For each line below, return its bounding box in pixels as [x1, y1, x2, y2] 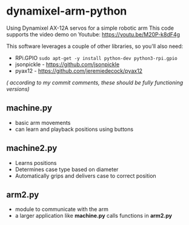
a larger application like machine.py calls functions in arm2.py [15, 212, 173, 220]
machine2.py [6, 143, 58, 153]
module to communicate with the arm [15, 206, 109, 213]
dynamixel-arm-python [6, 4, 127, 18]
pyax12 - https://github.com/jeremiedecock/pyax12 [15, 67, 143, 74]
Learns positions [15, 159, 57, 166]
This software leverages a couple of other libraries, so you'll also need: [6, 42, 184, 50]
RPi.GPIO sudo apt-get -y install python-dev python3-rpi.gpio [15, 54, 177, 61]
